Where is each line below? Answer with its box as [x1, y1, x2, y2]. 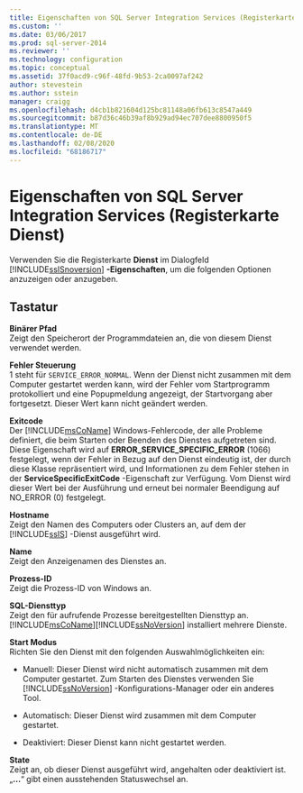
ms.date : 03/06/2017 [9, 30, 87, 39]
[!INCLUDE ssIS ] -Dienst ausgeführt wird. [9, 529, 161, 540]
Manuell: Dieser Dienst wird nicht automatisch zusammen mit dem [22, 664, 269, 675]
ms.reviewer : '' [9, 47, 70, 56]
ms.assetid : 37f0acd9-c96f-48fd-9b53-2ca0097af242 [9, 72, 204, 81]
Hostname [9, 510, 50, 521]
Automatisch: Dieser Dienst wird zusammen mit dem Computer [22, 710, 257, 721]
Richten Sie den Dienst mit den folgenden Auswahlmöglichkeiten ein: [9, 646, 265, 658]
